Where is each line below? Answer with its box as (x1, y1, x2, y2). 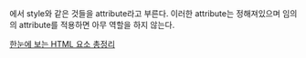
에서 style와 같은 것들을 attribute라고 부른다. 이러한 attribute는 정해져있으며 (9, 8, 281, 19)
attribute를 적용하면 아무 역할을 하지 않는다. (18, 20, 175, 30)
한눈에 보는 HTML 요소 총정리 (9, 39, 116, 49)
